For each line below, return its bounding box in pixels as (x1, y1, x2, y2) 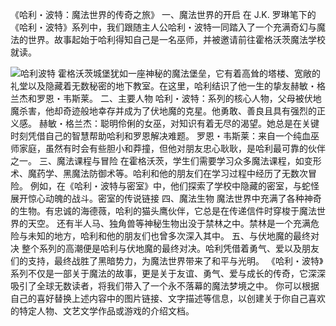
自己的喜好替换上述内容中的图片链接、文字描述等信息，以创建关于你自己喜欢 (10, 293, 326, 304)
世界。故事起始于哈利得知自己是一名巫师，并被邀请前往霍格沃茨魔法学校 (27, 34, 326, 45)
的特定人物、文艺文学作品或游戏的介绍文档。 (10, 305, 195, 317)
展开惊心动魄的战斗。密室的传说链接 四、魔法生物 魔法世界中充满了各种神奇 (10, 193, 322, 204)
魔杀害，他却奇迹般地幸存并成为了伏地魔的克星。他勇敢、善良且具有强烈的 (10, 105, 317, 117)
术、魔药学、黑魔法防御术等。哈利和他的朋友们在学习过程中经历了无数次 (10, 168, 308, 179)
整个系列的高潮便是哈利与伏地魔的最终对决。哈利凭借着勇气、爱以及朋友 (21, 243, 320, 254)
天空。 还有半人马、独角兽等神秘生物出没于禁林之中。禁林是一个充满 (27, 218, 311, 229)
